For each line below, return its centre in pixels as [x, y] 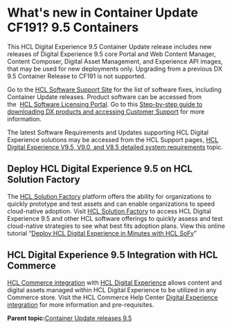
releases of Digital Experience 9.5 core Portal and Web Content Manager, [111, 54]
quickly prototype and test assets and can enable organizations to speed [111, 204]
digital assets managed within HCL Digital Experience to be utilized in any [112, 290]
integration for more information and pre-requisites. [81, 304]
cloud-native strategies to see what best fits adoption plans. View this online [116, 226]
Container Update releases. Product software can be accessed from [105, 97]
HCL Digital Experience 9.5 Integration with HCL [113, 255]
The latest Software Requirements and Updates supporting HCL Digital [108, 132]
